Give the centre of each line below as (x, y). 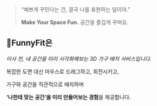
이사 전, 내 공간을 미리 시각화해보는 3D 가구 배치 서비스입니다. (79, 58)
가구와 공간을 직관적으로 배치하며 (45, 84)
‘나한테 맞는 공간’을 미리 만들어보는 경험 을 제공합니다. (69, 97)
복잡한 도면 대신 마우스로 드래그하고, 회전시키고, (63, 71)
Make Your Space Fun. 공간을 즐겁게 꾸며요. (75, 22)
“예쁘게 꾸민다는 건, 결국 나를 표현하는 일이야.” (75, 9)
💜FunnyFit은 (29, 43)
